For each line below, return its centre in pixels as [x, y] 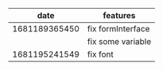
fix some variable [119, 41]
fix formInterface [118, 29]
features [119, 15]
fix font [100, 54]
